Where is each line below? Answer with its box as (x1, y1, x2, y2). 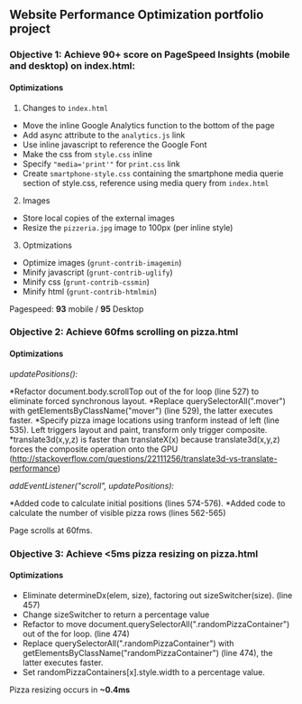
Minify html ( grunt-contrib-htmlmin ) (22, 286, 158, 296)
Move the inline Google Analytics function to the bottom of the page (22, 119, 275, 130)
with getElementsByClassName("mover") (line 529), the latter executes (9, 405, 273, 416)
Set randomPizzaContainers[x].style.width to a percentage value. (22, 666, 266, 677)
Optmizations (22, 239, 72, 250)
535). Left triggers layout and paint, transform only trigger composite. (9, 424, 268, 435)
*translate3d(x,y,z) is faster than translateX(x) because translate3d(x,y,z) (9, 434, 281, 445)
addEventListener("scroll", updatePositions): (9, 480, 174, 491)
